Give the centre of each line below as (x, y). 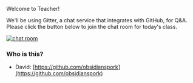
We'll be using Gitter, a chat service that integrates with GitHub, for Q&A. (97, 20)
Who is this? (25, 54)
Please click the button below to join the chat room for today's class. (92, 27)
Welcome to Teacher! (33, 9)
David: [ (25, 67)
